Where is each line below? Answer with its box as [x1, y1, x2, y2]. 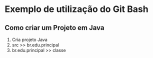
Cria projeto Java [11, 36, 48, 42]
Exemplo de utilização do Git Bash [4, 3, 148, 15]
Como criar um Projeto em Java [4, 23, 104, 32]
